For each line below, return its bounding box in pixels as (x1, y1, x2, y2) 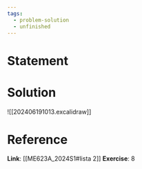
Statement (7, 53, 69, 69)
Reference (7, 132, 68, 148)
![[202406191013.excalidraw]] (7, 107, 92, 116)
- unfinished (13, 23, 51, 30)
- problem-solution (13, 17, 70, 24)
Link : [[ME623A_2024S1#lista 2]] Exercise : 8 (7, 154, 136, 163)
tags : (7, 10, 23, 17)
